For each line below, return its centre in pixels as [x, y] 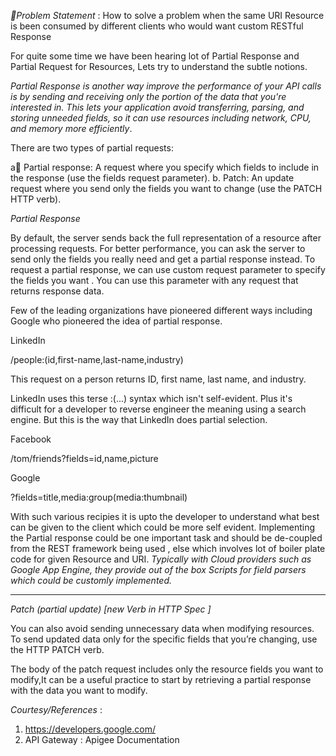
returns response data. [57, 291]
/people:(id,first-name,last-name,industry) [97, 359]
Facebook [31, 439]
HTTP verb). [36, 199]
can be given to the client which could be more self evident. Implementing [163, 527]
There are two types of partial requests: [92, 148]
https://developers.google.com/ [90, 729]
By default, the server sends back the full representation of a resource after [166, 238]
